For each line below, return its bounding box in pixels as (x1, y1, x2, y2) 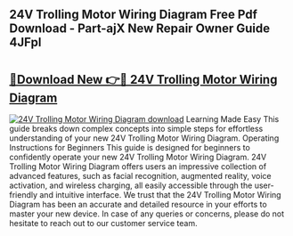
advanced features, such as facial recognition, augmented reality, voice (9, 171, 272, 181)
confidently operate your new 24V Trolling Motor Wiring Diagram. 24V (9, 151, 267, 162)
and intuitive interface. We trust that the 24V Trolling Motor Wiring (39, 190, 282, 199)
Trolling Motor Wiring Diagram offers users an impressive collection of (9, 161, 267, 172)
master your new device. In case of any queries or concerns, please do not (9, 208, 285, 219)
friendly (9, 190, 38, 199)
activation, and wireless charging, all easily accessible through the (9, 180, 253, 191)
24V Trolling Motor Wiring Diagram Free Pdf (9, 7, 258, 22)
